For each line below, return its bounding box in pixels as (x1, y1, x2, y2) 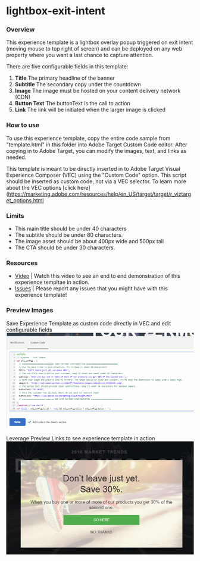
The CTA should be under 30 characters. (14, 244, 115, 251)
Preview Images (6, 306, 54, 315)
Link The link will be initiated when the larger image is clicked (14, 106, 165, 114)
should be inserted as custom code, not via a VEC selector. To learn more (6, 177, 186, 185)
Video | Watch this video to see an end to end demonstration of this (14, 272, 180, 280)
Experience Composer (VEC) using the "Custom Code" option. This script (6, 171, 187, 178)
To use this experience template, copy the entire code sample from (6, 134, 171, 142)
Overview (6, 26, 35, 34)
